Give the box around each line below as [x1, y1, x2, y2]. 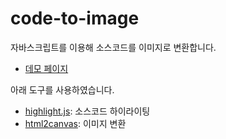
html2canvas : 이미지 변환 [24, 117, 127, 129]
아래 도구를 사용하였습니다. [10, 83, 115, 96]
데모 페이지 [24, 62, 69, 74]
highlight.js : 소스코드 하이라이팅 [24, 105, 151, 117]
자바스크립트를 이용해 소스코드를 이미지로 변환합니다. [10, 41, 217, 53]
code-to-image [10, 7, 140, 30]
